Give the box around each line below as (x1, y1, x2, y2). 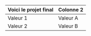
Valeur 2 (7, 23, 27, 29)
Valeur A (58, 15, 78, 21)
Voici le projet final (7, 6, 53, 13)
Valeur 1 (7, 15, 27, 21)
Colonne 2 (58, 6, 83, 13)
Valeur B (58, 23, 78, 29)
